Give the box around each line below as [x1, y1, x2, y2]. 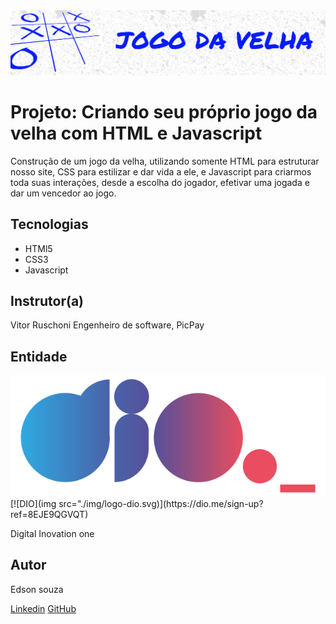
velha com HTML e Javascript [10, 122, 263, 145]
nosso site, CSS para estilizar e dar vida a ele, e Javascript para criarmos [10, 165, 312, 178]
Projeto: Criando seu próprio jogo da [10, 101, 318, 124]
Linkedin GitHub [10, 602, 77, 614]
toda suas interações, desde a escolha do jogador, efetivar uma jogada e [10, 176, 310, 188]
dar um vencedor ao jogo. [10, 187, 117, 199]
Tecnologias [10, 216, 89, 233]
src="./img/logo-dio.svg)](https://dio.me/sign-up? [58, 497, 264, 509]
